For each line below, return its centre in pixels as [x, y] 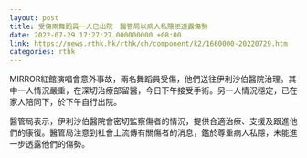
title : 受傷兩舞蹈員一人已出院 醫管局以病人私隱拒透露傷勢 [109, 26]
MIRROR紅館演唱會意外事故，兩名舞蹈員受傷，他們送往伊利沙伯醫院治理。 [149, 79]
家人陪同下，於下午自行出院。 [65, 102]
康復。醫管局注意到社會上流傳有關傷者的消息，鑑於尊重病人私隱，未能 [157, 132]
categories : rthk [42, 52]
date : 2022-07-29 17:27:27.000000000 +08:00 [95, 35]
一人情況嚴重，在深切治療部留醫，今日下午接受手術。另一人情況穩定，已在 [157, 90]
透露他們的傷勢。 [57, 144]
